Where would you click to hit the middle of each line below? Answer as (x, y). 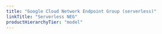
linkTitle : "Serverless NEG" (42, 17)
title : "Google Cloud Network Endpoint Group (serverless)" (82, 11)
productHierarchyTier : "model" (44, 22)
